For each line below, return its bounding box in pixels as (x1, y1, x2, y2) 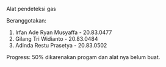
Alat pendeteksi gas (6, 5, 57, 12)
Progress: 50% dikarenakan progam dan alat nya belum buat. (6, 54, 161, 60)
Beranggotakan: (6, 17, 47, 24)
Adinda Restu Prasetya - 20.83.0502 (15, 42, 107, 49)
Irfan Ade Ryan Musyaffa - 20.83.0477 (15, 29, 112, 36)
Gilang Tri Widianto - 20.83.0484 (15, 35, 99, 42)
